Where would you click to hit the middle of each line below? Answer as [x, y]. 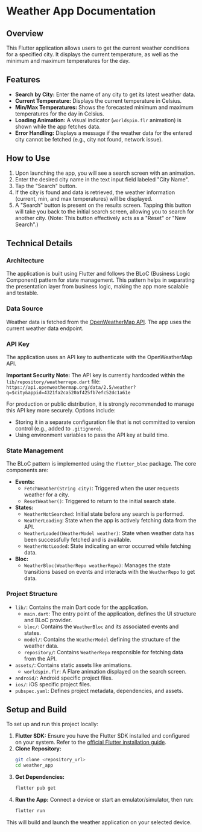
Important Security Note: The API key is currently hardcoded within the [96, 375]
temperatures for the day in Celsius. [59, 114]
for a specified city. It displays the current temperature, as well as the [93, 54]
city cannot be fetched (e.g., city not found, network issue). [89, 139]
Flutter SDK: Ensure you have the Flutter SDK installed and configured [102, 736]
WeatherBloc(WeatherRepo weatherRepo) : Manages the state [97, 565]
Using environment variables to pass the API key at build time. [92, 435]
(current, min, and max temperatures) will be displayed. [84, 198]
